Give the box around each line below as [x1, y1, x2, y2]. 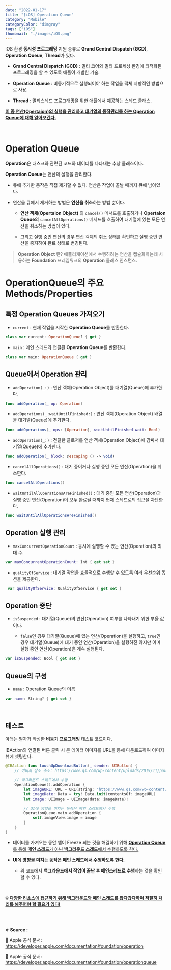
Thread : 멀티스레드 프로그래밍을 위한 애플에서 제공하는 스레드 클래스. [12, 97, 152, 104]
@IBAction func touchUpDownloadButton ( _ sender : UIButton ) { [5, 763, 138, 768]
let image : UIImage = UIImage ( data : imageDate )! [23, 797, 129, 802]
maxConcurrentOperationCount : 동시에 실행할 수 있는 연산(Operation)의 [12, 543, 157, 549]
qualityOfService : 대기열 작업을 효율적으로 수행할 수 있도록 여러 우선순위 [12, 569, 160, 576]
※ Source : [5, 927, 28, 933]
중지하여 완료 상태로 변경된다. [30, 240, 89, 246]
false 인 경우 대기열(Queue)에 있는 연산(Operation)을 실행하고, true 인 [20, 633, 161, 639]
